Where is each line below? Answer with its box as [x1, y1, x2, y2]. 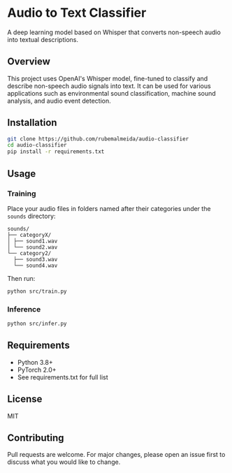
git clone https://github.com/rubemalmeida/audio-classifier [7, 135, 189, 143]
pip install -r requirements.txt [7, 148, 105, 155]
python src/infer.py [7, 320, 68, 328]
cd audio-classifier [7, 142, 68, 149]
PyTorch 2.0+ [17, 365, 57, 374]
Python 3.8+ [17, 358, 54, 366]
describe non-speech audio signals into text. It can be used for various [7, 82, 211, 90]
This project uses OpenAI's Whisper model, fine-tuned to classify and [7, 74, 208, 82]
